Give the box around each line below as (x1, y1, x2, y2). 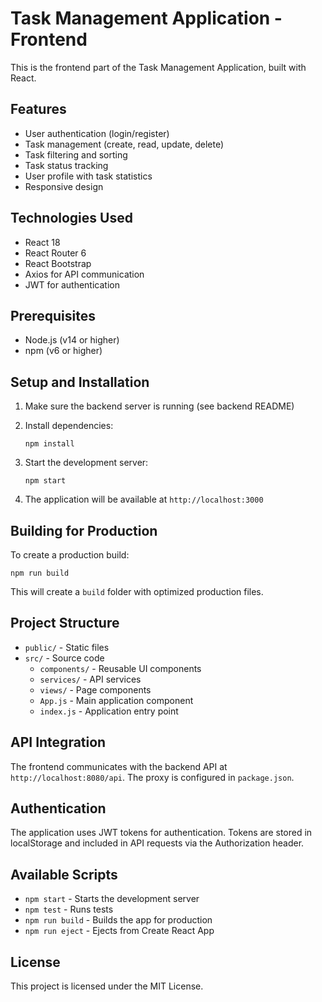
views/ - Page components (39, 683, 152, 696)
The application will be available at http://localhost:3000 (24, 493, 264, 506)
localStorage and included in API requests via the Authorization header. (10, 837, 305, 849)
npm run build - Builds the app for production (24, 914, 213, 926)
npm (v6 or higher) (24, 345, 103, 357)
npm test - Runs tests (24, 903, 114, 916)
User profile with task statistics (24, 170, 153, 182)
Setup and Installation (10, 373, 150, 391)
